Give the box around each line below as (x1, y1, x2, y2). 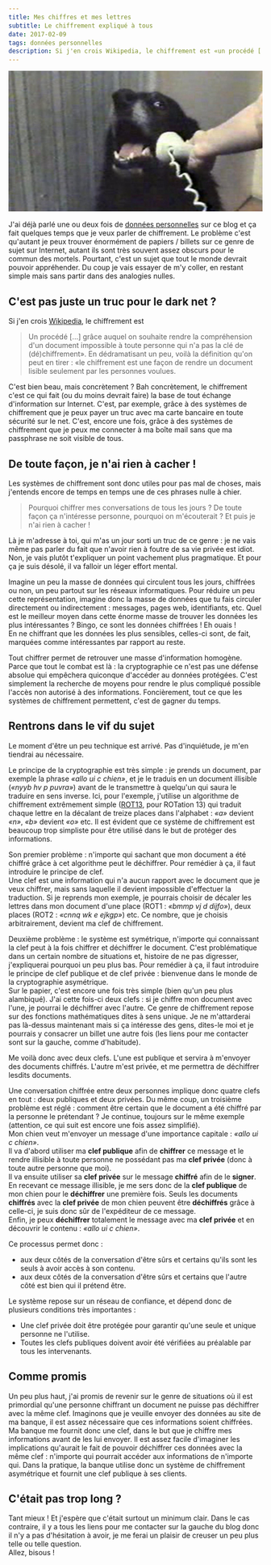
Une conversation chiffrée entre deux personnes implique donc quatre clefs (8, 1085, 261, 1096)
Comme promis (8, 1370, 87, 1384)
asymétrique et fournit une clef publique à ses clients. (8, 1469, 187, 1478)
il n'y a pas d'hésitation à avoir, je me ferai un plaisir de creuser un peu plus (8, 1530, 259, 1541)
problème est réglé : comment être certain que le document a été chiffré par (8, 1103, 262, 1113)
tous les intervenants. (19, 1346, 92, 1355)
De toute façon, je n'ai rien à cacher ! (8, 457, 196, 471)
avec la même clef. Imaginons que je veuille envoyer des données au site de (8, 1408, 261, 1418)
